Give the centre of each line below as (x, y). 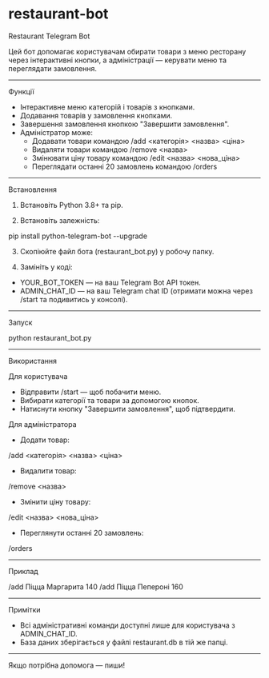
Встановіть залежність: (60, 220)
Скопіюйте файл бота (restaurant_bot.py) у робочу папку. (117, 251)
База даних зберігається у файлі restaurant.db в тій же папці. (124, 642)
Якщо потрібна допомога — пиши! (67, 665)
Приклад (23, 571)
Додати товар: (45, 440)
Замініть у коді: (46, 267)
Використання (33, 361)
